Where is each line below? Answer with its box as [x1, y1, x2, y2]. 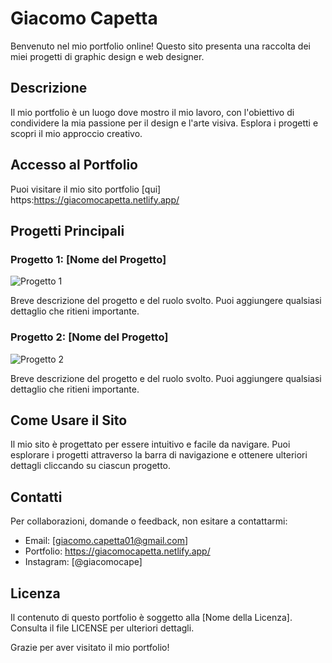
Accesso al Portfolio [10, 157, 138, 174]
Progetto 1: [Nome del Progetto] [10, 252, 167, 266]
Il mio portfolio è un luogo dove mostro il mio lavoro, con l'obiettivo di [10, 106, 295, 118]
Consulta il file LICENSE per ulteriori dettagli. [10, 622, 195, 634]
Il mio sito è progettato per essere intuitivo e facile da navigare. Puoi [10, 438, 291, 451]
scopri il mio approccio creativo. [10, 127, 143, 139]
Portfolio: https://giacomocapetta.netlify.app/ [24, 545, 211, 557]
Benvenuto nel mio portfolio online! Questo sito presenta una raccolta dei [10, 40, 311, 52]
